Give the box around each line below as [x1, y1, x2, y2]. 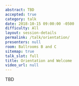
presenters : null [5, 40, 41, 45]
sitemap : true [5, 49, 35, 54]
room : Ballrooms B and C [5, 44, 57, 49]
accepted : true [5, 12, 37, 17]
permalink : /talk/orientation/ [5, 35, 70, 40]
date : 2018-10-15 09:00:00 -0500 [5, 21, 75, 26]
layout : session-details [5, 30, 57, 35]
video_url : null [5, 63, 39, 68]
